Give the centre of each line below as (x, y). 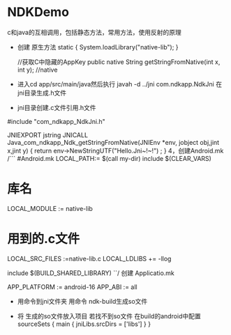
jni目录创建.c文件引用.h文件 (57, 107)
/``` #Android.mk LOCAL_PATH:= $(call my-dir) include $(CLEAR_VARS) (109, 158)
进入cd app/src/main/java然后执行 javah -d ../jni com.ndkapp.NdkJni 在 (119, 84)
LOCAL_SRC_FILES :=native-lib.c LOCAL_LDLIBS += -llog (89, 258)
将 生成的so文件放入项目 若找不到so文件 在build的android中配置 (109, 316)
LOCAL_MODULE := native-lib (50, 208)
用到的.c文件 (44, 239)
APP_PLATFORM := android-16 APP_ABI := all (72, 287)
